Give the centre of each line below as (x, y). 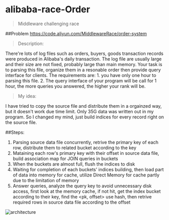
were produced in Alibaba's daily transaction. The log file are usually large (83, 59)
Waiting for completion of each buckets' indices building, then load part (88, 169)
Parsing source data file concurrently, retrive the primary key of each (86, 142)
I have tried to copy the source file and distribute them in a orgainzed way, (84, 106)
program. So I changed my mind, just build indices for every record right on (85, 117)
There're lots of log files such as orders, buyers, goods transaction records (84, 53)
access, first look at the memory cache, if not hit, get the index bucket (87, 191)
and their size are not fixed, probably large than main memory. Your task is (84, 64)
